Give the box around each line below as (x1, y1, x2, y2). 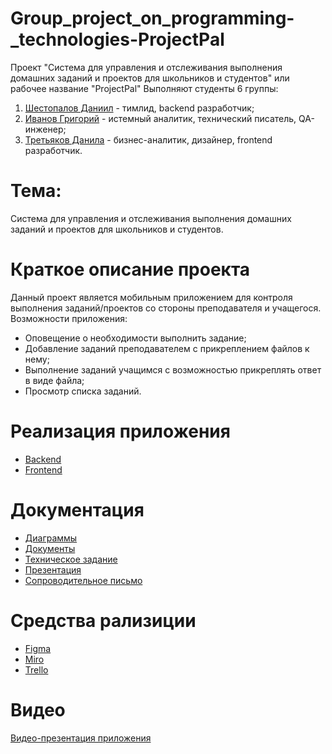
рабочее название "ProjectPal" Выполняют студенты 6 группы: (10, 82, 279, 94)
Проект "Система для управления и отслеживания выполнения (10, 61, 283, 73)
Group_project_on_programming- (10, 7, 295, 30)
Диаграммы (24, 532, 78, 544)
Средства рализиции (10, 609, 197, 632)
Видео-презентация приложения (10, 732, 152, 744)
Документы (24, 542, 76, 554)
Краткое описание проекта (10, 258, 251, 281)
